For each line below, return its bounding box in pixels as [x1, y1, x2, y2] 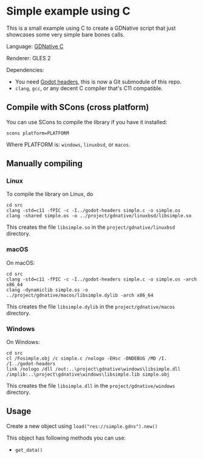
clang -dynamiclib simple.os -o [6, 287, 88, 293]
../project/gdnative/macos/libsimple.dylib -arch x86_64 [6, 292, 154, 298]
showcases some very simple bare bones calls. [6, 30, 125, 38]
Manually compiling [6, 158, 83, 169]
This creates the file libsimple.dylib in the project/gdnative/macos [6, 303, 175, 310]
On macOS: [6, 259, 35, 266]
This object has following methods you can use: [6, 434, 126, 441]
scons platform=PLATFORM [6, 130, 69, 136]
